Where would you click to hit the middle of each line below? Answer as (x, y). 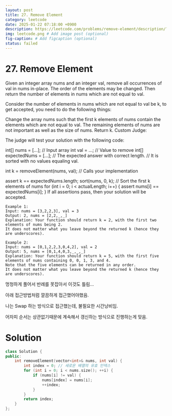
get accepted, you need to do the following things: (58, 109)
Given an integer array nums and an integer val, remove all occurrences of (84, 83)
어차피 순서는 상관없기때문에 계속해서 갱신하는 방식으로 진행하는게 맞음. (76, 316)
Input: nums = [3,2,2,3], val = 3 (42, 211)
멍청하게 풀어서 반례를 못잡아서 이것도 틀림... (50, 284)
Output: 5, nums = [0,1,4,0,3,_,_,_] (46, 251)
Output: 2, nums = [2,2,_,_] (36, 215)
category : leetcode (26, 19)
